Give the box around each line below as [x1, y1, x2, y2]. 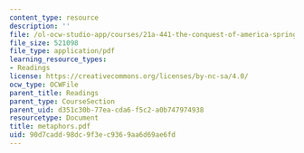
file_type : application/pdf [9, 47, 116, 56]
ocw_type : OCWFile [9, 80, 79, 89]
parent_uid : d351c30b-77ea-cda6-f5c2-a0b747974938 [9, 105, 204, 114]
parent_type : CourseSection [9, 96, 116, 106]
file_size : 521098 [9, 38, 79, 48]
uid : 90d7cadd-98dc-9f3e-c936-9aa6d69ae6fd [9, 130, 176, 139]
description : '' [9, 22, 71, 31]
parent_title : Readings [9, 88, 100, 97]
